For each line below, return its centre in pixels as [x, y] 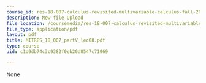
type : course [23, 46]
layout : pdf [21, 35]
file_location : [26, 23]
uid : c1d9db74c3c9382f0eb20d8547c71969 [57, 52]
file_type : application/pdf [42, 29]
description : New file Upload [45, 18]
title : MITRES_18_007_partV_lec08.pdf [56, 40]
